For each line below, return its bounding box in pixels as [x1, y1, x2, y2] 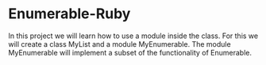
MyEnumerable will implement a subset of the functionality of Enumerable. [8, 48, 253, 57]
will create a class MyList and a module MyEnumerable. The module [8, 39, 232, 48]
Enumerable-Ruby [8, 5, 131, 23]
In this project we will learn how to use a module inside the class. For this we [8, 31, 259, 40]
